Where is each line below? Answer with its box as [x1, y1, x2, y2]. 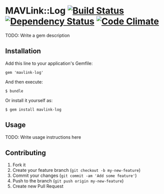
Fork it [12, 162, 26, 168]
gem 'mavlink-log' [5, 70, 44, 75]
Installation [5, 47, 41, 55]
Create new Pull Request [12, 183, 64, 189]
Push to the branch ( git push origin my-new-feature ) [12, 178, 124, 184]
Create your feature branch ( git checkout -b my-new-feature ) [12, 167, 141, 173]
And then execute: [5, 78, 43, 85]
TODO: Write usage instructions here [5, 134, 81, 140]
